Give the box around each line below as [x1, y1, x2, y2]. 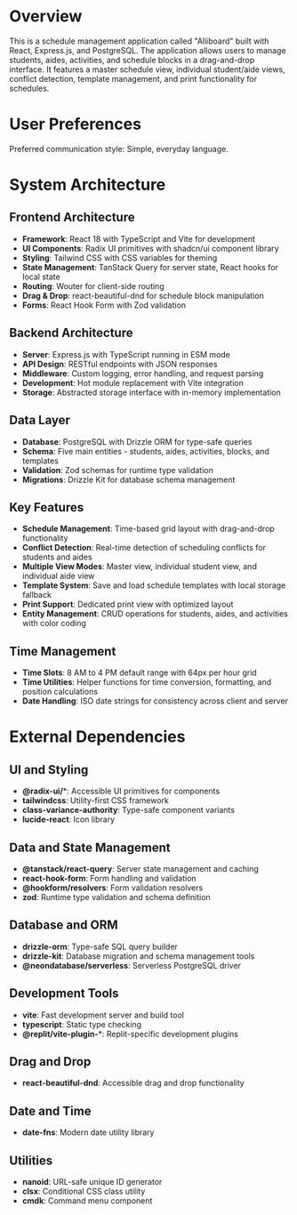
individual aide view [21, 571, 95, 582]
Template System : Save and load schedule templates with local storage [21, 580, 286, 591]
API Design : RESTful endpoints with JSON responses [21, 358, 218, 369]
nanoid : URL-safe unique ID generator [21, 1177, 163, 1187]
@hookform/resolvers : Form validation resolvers [21, 882, 204, 893]
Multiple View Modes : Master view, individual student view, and [21, 561, 258, 572]
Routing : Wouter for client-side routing [21, 280, 165, 291]
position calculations [21, 687, 99, 697]
